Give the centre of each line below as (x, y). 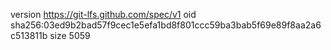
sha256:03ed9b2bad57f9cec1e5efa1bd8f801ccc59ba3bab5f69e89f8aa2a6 (166, 25)
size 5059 (70, 35)
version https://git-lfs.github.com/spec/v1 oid (103, 14)
